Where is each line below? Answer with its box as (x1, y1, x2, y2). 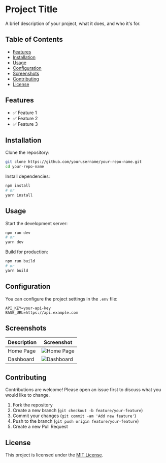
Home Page (8, 347, 36, 355)
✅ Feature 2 (12, 115, 38, 121)
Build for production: (5, 249, 48, 255)
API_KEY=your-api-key (5, 306, 51, 311)
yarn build (5, 268, 28, 273)
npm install (5, 183, 30, 188)
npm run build (5, 259, 36, 264)
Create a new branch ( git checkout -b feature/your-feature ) (12, 407, 143, 414)
